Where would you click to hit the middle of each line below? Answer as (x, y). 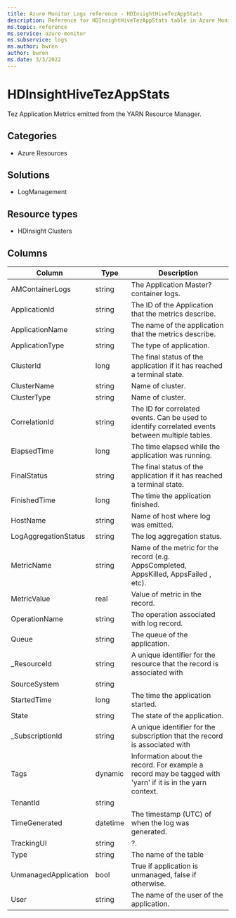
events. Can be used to (169, 417)
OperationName (37, 618)
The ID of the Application (172, 305)
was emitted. (152, 525)
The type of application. (170, 345)
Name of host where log (171, 516)
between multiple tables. (172, 435)
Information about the (167, 756)
